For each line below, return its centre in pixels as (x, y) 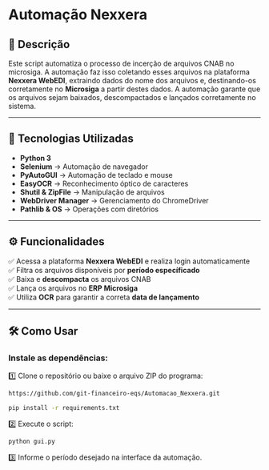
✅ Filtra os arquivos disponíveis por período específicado (104, 270)
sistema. (22, 106)
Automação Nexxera (78, 15)
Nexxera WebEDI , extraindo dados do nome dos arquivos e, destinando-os (132, 80)
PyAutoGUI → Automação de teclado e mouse (96, 175)
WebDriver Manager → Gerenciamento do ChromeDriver (114, 200)
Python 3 (36, 158)
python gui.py (32, 442)
